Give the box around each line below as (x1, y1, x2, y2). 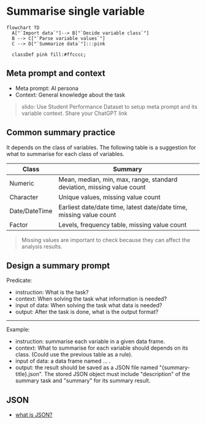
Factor (9, 220, 28, 229)
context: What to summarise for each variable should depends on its (15, 344, 188, 351)
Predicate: (6, 277, 32, 284)
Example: (6, 326, 30, 333)
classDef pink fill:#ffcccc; (12, 51, 86, 58)
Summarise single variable (6, 4, 145, 18)
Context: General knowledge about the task (15, 91, 126, 98)
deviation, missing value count (58, 183, 146, 191)
